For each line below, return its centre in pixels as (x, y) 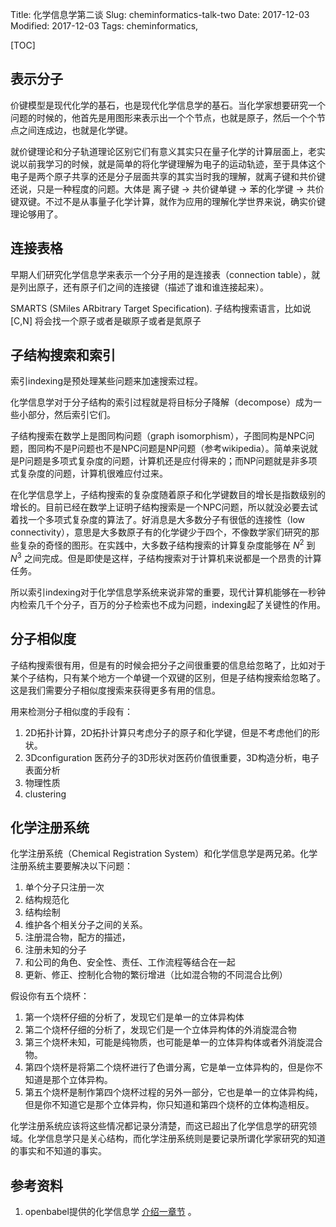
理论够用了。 (36, 214)
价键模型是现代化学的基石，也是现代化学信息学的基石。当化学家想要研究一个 (168, 105)
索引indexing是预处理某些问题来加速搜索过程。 (106, 381)
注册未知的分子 (55, 950)
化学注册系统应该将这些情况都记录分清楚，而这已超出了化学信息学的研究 (159, 1126)
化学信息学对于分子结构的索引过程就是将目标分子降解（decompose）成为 (161, 402)
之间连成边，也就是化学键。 (75, 130)
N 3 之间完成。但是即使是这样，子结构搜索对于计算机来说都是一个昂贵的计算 (166, 557)
